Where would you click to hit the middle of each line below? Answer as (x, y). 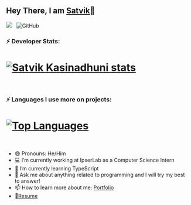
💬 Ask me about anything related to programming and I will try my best (100, 175)
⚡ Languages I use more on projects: (59, 99)
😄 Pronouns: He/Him (40, 153)
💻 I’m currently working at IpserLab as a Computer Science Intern (94, 160)
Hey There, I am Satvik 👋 (51, 11)
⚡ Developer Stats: (33, 41)
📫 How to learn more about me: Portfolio (64, 187)
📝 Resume (26, 196)
